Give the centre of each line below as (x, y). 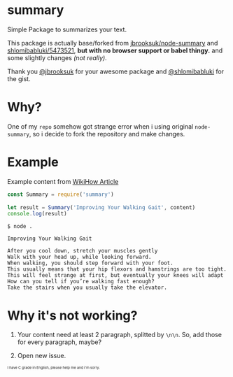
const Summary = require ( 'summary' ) (61, 194)
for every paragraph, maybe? (59, 342)
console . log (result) (37, 214)
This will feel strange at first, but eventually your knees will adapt (115, 276)
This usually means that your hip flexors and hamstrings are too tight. (117, 269)
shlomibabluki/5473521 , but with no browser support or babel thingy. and (115, 50)
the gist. (19, 78)
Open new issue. (42, 356)
